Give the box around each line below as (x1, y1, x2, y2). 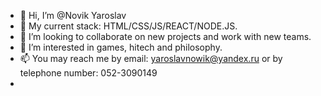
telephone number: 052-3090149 (19, 67, 158, 79)
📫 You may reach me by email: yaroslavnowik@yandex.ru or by (19, 53, 283, 64)
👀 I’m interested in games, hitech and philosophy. (19, 41, 223, 53)
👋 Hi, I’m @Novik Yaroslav (19, 10, 127, 21)
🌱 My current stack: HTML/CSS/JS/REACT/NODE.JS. (19, 20, 238, 32)
